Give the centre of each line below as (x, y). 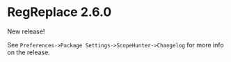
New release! (26, 31)
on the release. (29, 52)
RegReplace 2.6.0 (59, 12)
